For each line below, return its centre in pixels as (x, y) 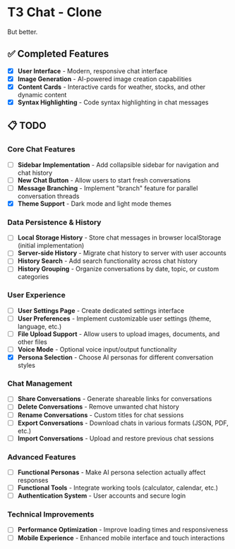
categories (33, 277)
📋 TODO (27, 126)
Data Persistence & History (54, 222)
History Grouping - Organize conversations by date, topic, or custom (118, 269)
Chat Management (40, 383)
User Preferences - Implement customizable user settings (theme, (114, 319)
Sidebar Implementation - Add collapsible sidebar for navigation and (118, 165)
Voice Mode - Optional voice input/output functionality (97, 349)
